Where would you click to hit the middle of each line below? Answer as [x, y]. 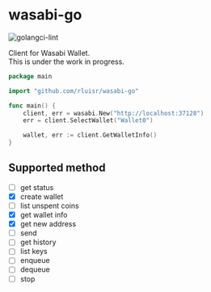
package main [30, 76]
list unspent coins [49, 205]
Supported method [57, 168]
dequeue [35, 269]
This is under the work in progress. [67, 61]
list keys [34, 252]
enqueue [35, 260]
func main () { [32, 106]
